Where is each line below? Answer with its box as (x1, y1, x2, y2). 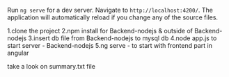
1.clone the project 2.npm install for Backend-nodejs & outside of (7, 27, 194, 35)
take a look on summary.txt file (7, 62, 96, 70)
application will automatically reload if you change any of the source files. (7, 13, 218, 22)
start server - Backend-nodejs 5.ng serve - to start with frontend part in (7, 42, 212, 49)
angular (7, 49, 29, 57)
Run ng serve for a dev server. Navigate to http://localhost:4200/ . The (7, 6, 214, 14)
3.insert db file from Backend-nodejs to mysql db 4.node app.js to (28, 34, 217, 42)
